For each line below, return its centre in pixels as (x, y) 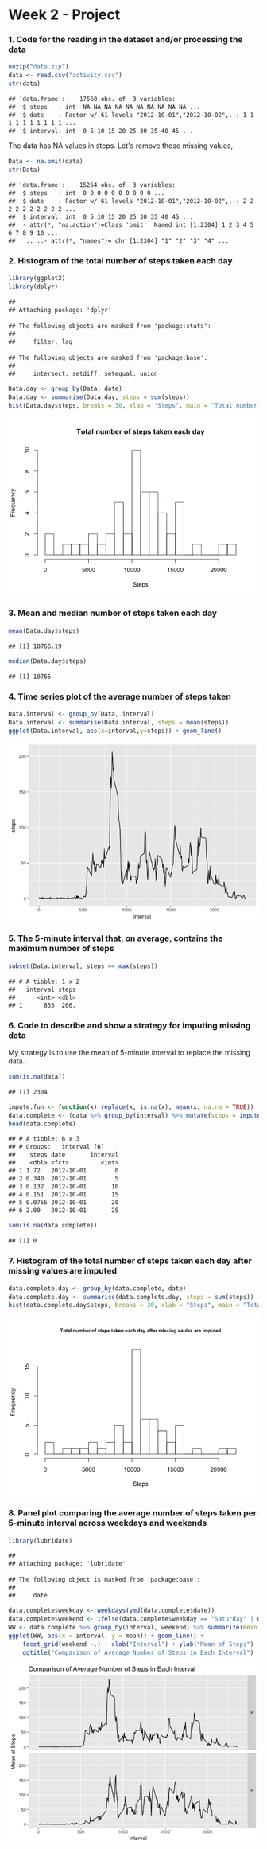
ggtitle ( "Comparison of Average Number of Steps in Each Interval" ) (138, 1652)
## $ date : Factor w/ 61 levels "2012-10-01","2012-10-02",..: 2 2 (131, 201)
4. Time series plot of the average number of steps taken (120, 696)
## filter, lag (41, 341)
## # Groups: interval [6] (56, 1147)
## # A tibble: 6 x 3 (44, 1139)
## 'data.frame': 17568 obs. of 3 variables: (92, 99)
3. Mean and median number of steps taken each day (112, 613)
